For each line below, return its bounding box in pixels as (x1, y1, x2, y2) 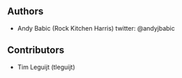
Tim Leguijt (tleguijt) (17, 63, 75, 71)
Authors (7, 6, 44, 17)
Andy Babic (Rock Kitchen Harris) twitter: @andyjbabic (17, 24, 176, 32)
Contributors (7, 45, 65, 56)
